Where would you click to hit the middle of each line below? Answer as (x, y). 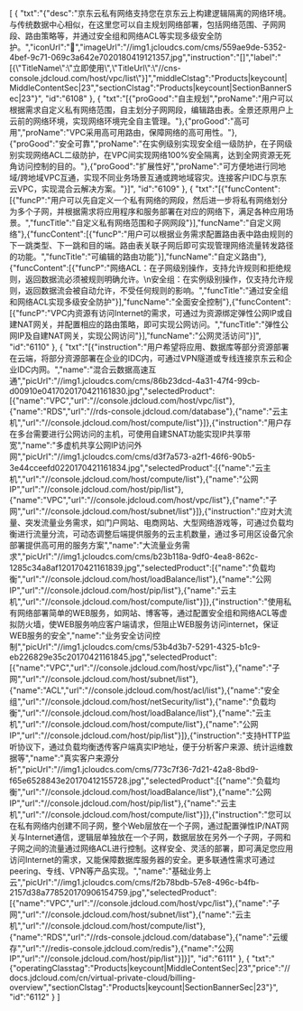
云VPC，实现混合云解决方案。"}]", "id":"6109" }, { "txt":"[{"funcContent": (145, 189)
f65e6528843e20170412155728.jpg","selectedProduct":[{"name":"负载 (141, 781)
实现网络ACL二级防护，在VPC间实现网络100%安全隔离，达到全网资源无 (150, 155)
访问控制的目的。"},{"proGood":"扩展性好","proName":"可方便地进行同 (147, 166)
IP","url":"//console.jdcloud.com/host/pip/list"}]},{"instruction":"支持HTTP (146, 735)
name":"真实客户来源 (72, 758)
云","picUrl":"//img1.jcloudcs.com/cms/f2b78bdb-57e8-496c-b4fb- (134, 882)
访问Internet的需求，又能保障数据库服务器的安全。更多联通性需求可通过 (142, 860)
